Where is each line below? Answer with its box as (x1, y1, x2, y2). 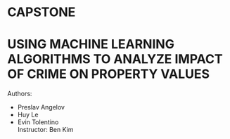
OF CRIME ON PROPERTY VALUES (7, 66, 210, 82)
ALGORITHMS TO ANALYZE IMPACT (7, 51, 223, 67)
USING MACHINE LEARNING (7, 37, 174, 53)
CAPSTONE (7, 4, 76, 20)
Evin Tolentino (17, 118, 59, 126)
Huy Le (17, 110, 39, 119)
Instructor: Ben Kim (17, 126, 74, 134)
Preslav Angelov (17, 103, 65, 112)
